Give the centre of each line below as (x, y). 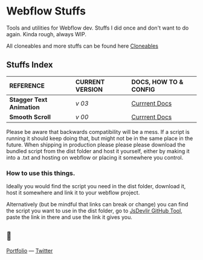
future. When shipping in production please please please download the (96, 144)
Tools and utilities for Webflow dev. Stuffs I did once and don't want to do (98, 28)
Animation (25, 107)
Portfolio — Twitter (30, 250)
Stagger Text (28, 100)
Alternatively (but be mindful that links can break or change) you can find (97, 205)
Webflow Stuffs (46, 11)
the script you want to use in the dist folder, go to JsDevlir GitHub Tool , (94, 211)
